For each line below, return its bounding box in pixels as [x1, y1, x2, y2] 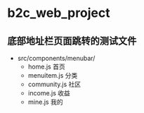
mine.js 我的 [27, 97, 63, 106]
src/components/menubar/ [17, 54, 96, 62]
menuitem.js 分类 [27, 71, 78, 79]
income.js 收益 [27, 89, 70, 97]
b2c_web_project [7, 5, 110, 21]
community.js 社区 [27, 80, 81, 88]
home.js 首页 [27, 62, 65, 71]
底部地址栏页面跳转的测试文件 [7, 35, 137, 47]
